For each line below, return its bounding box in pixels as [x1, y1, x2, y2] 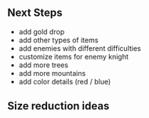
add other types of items [18, 35, 99, 45]
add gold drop [18, 27, 65, 36]
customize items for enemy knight [18, 52, 129, 61]
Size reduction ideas [7, 99, 110, 113]
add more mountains [18, 68, 86, 77]
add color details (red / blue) [18, 77, 111, 86]
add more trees [18, 60, 68, 70]
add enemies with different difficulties [18, 43, 142, 53]
